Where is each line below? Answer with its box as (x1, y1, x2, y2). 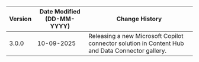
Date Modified (39, 8, 81, 15)
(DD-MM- (45, 15, 75, 23)
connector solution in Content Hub (88, 39, 184, 47)
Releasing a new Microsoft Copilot (88, 32, 184, 40)
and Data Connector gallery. (88, 47, 167, 54)
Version (9, 15, 32, 23)
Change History (116, 15, 162, 23)
